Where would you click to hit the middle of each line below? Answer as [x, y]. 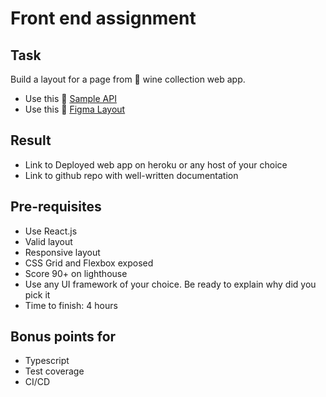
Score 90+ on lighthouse [76, 273]
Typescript [47, 361]
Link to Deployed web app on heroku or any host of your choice [156, 164]
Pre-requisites [56, 207]
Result [31, 140]
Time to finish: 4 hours [71, 305]
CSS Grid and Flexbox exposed [89, 263]
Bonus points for [63, 337]
